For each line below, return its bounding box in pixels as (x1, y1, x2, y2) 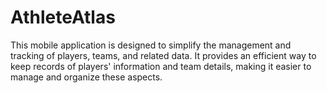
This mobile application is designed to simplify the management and (10, 39, 292, 51)
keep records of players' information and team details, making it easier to (10, 60, 312, 72)
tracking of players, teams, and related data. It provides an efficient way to (10, 49, 317, 61)
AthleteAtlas (10, 6, 116, 29)
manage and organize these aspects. (10, 71, 163, 83)
